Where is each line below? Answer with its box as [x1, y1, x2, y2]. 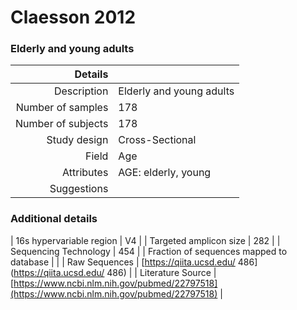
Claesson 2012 [10, 6, 137, 29]
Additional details [10, 212, 98, 226]
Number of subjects [15, 117, 109, 131]
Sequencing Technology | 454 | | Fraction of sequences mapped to [10, 245, 288, 257]
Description [53, 84, 109, 98]
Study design [46, 133, 109, 147]
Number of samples [15, 101, 109, 115]
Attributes [62, 166, 109, 180]
